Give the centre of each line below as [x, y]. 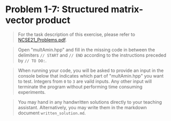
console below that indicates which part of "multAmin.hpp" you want [91, 76]
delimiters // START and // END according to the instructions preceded [92, 55]
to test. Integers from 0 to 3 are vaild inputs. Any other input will [85, 81]
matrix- [127, 9]
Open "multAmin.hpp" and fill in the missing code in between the [87, 50]
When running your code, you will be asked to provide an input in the [91, 70]
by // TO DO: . [32, 60]
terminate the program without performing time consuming [80, 87]
